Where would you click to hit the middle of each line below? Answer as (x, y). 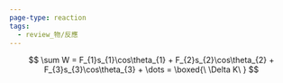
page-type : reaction (48, 18)
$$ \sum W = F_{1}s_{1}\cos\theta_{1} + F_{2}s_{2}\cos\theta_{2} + (151, 60)
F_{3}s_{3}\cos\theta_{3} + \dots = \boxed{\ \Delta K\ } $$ (151, 69)
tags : (19, 26)
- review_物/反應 (48, 34)
